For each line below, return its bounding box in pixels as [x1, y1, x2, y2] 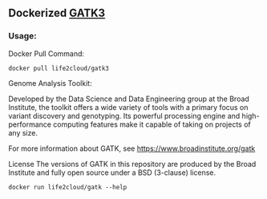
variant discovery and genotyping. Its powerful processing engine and [8, 111, 241, 120]
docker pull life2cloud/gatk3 [8, 64, 110, 72]
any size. [8, 128, 38, 137]
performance [8, 120, 52, 129]
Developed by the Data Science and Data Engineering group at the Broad [8, 94, 250, 104]
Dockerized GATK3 [8, 6, 106, 20]
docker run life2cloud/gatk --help [8, 183, 127, 191]
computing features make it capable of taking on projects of [53, 120, 251, 129]
